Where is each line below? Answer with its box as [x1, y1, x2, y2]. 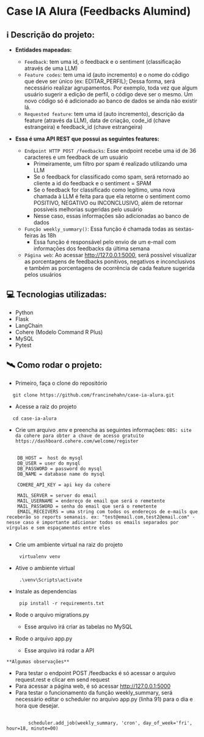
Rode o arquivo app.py [15, 635, 73, 642]
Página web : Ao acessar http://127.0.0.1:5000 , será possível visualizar [24, 252, 197, 258]
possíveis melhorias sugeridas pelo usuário [33, 206, 142, 213]
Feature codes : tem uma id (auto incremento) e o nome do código [24, 71, 189, 78]
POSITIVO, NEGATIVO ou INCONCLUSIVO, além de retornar [33, 199, 183, 206]
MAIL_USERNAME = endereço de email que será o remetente [17, 498, 166, 504]
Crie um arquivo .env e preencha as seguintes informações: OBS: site [15, 426, 192, 433]
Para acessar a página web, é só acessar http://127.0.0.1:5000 [15, 682, 171, 690]
